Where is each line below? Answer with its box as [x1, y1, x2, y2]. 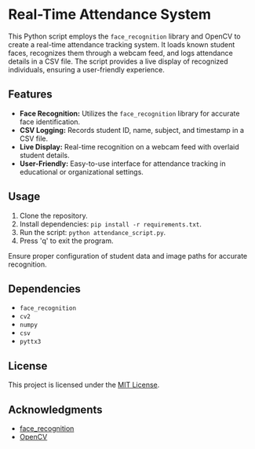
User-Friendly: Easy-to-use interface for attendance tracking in [19, 159, 226, 168]
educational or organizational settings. [19, 167, 144, 176]
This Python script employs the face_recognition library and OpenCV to [8, 31, 241, 41]
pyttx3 [19, 338, 42, 346]
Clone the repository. [19, 211, 88, 220]
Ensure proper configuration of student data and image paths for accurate [8, 251, 248, 260]
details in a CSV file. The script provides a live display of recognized [8, 57, 229, 66]
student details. [19, 150, 71, 160]
